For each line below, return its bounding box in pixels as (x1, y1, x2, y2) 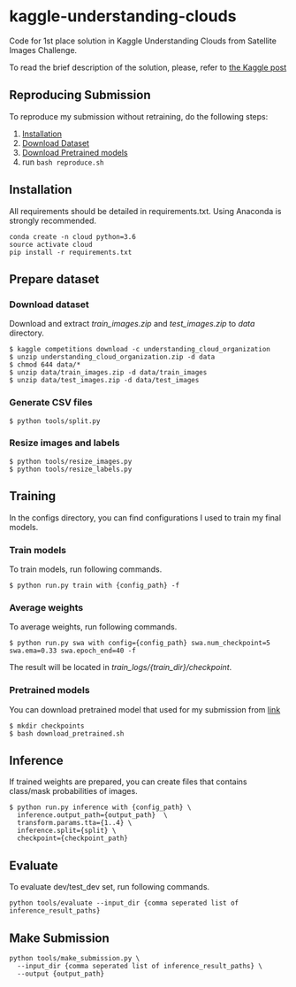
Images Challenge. (9, 44, 78, 55)
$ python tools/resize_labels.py (9, 465, 133, 474)
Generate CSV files (9, 397, 93, 409)
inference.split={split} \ (17, 826, 117, 836)
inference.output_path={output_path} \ (17, 811, 168, 820)
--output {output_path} (17, 969, 104, 978)
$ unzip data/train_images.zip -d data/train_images (9, 368, 208, 377)
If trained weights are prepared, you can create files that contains (9, 776, 247, 787)
